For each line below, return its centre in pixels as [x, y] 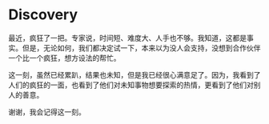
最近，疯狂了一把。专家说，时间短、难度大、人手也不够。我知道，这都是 [127, 38]
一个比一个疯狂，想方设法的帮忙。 [64, 58]
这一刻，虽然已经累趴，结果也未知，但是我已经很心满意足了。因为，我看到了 [134, 74]
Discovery [43, 15]
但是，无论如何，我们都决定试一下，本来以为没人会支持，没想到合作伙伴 [141, 48]
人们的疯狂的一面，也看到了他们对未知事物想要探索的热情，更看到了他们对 [131, 85]
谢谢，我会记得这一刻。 [47, 112]
